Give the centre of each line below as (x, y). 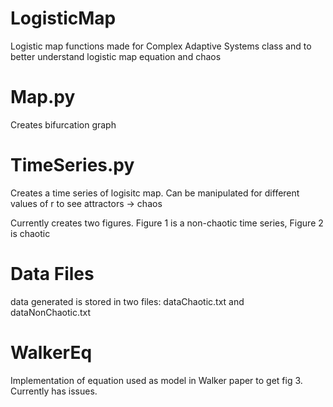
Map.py (43, 97)
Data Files (52, 274)
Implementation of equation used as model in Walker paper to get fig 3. (156, 380)
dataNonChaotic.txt (50, 312)
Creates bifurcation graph (63, 124)
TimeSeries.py (72, 165)
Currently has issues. (54, 391)
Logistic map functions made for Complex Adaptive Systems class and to (161, 46)
